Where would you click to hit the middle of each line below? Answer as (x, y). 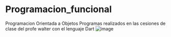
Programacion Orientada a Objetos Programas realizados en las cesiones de (86, 23)
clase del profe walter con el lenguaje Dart (50, 28)
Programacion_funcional (59, 9)
